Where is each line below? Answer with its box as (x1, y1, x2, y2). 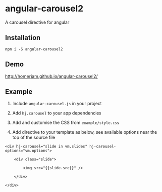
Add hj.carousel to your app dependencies (12, 110, 102, 116)
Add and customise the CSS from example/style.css (12, 119, 120, 126)
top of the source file (12, 134, 55, 141)
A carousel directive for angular (5, 19, 69, 25)
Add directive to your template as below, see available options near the (12, 129, 157, 135)
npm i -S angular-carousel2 (5, 46, 63, 52)
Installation (5, 34, 41, 42)
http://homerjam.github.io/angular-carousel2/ (5, 73, 98, 79)
